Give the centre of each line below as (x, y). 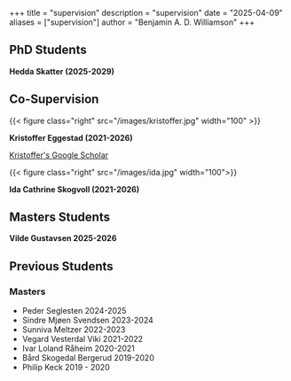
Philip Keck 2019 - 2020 (66, 368)
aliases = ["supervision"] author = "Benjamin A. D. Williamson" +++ (132, 22)
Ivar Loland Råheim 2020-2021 (78, 348)
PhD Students (48, 50)
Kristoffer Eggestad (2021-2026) (71, 137)
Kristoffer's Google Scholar (59, 155)
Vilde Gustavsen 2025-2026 (63, 238)
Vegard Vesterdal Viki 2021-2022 (83, 339)
